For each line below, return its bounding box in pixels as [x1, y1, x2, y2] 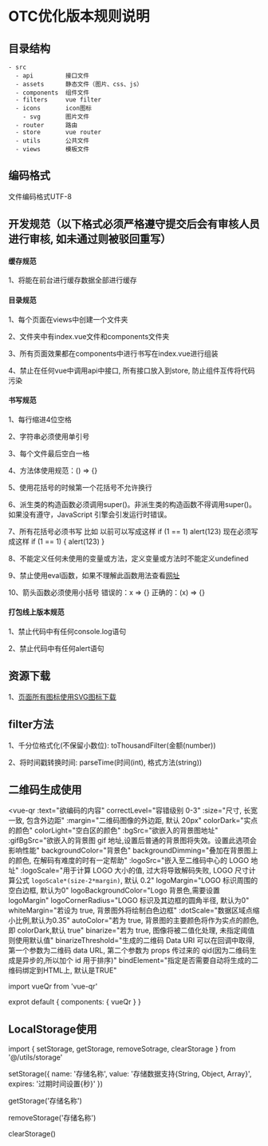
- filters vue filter [15, 96, 102, 104]
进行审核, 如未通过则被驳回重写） [8, 233, 171, 246]
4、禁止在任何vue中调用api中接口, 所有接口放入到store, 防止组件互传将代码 [8, 365, 255, 375]
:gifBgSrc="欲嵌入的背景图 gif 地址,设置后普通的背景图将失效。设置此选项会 [8, 836, 257, 845]
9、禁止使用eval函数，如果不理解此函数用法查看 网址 [8, 570, 180, 580]
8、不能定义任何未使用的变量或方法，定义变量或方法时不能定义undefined [8, 553, 249, 563]
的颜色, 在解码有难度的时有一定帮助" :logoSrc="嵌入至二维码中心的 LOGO [8, 856, 250, 865]
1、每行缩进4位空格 [8, 414, 72, 424]
